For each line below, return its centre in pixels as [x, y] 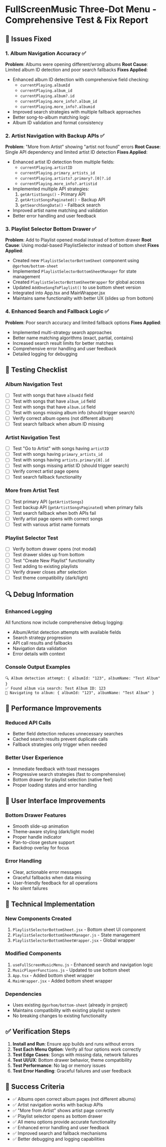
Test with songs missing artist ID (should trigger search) [71, 465]
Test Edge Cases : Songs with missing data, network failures [75, 1054]
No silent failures [30, 888]
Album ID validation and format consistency [58, 122]
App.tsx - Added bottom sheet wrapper [53, 975]
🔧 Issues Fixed [29, 39]
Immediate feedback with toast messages [56, 769]
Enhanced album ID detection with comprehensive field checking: [81, 79]
